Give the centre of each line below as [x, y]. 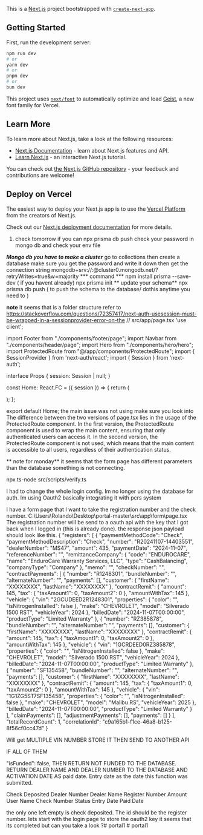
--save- [182, 276]
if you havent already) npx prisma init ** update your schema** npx [104, 282]
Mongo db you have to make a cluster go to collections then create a [93, 257]
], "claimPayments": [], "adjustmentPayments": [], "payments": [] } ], [91, 715]
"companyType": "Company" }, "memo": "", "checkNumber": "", [86, 567]
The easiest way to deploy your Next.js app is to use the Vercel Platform [96, 209]
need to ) [18, 295]
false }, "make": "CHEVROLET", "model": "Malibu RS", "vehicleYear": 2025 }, [101, 702]
